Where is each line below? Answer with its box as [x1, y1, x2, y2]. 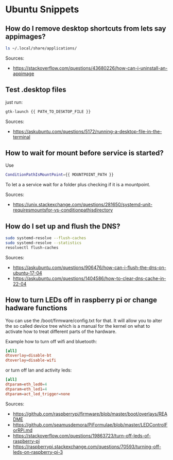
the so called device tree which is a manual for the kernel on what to [5, 323, 150, 329]
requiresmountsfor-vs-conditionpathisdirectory [12, 207, 113, 213]
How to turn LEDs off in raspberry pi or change [5, 296, 158, 305]
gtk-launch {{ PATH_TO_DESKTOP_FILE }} [5, 109, 91, 114]
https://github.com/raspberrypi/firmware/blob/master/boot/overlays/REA [12, 411, 168, 417]
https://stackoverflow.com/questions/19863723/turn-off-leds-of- [12, 432, 151, 438]
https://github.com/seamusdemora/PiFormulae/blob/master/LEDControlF [12, 421, 168, 428]
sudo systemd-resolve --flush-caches [5, 236, 86, 241]
